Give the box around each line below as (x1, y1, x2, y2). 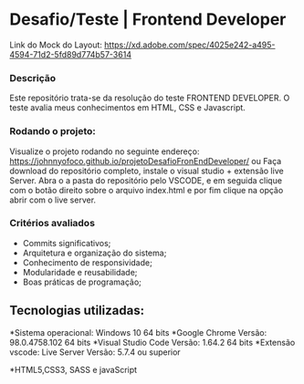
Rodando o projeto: (9, 125, 96, 138)
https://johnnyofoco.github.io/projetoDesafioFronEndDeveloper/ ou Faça (9, 155, 282, 166)
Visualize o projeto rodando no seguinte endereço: (9, 146, 200, 157)
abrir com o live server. (9, 194, 97, 205)
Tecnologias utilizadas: (9, 303, 144, 318)
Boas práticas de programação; (22, 276, 142, 287)
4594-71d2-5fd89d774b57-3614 (9, 48, 132, 59)
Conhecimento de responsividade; (22, 256, 152, 268)
